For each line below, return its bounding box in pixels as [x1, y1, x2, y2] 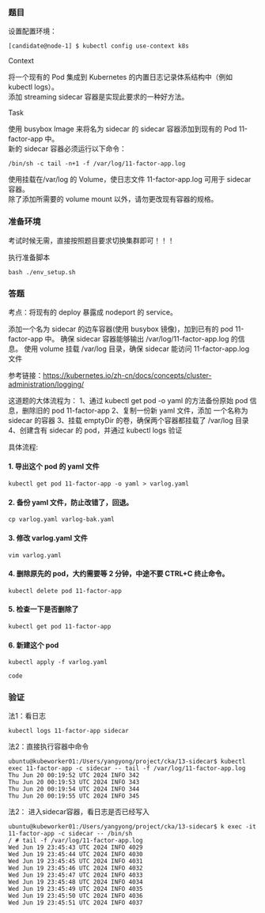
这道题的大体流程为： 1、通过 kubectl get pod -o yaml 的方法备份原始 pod [8, 395, 248, 405]
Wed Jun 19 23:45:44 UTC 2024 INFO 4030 [8, 851, 144, 858]
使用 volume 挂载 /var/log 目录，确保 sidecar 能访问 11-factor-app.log [23, 344, 250, 353]
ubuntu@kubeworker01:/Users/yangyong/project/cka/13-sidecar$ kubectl [8, 757, 246, 766]
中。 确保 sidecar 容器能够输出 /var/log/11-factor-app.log [44, 334, 229, 343]
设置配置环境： [8, 26, 57, 36]
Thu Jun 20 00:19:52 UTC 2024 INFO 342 [8, 772, 140, 779]
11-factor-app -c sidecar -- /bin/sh [8, 830, 133, 838]
